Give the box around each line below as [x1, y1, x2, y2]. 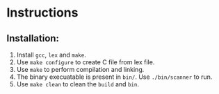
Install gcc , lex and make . [16, 50, 86, 59]
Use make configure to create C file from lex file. [16, 58, 155, 66]
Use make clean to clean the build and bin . [16, 80, 140, 88]
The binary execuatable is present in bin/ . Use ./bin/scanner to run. [16, 73, 213, 81]
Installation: [6, 32, 60, 44]
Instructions [6, 5, 79, 21]
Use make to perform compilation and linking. [16, 66, 145, 73]
